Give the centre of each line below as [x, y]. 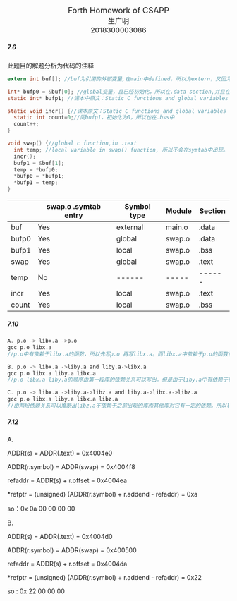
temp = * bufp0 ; [36, 170]
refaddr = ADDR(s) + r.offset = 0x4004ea [67, 480]
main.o [177, 227]
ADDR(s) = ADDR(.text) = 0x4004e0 [60, 453]
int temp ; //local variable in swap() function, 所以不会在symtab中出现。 [121, 150]
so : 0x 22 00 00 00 [36, 591]
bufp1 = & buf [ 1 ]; [39, 163]
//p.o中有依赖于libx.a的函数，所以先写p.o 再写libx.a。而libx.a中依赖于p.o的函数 [118, 354]
